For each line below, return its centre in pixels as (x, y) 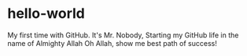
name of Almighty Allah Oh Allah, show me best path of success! (112, 43)
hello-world (46, 14)
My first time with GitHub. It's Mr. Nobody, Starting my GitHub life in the (123, 35)
